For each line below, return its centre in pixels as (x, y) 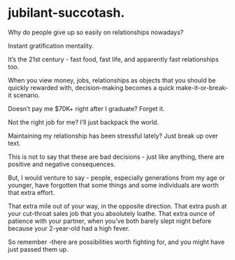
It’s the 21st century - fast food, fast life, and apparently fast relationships (113, 59)
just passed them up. (38, 249)
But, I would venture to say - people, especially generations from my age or (117, 178)
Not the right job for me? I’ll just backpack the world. (84, 122)
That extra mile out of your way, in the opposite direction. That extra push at (117, 206)
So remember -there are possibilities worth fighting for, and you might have (116, 242)
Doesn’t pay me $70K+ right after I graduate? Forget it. (86, 108)
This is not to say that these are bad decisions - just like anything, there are (116, 157)
